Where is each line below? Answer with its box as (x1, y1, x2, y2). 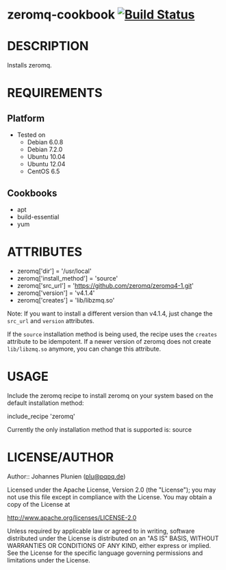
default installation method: (7, 399, 84, 407)
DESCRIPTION (7, 39, 89, 54)
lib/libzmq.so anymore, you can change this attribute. (7, 344, 162, 353)
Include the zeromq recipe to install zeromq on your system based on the (7, 391, 214, 399)
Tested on (16, 131, 46, 139)
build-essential (16, 212, 60, 221)
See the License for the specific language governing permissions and (7, 549, 203, 557)
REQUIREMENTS (7, 85, 103, 101)
